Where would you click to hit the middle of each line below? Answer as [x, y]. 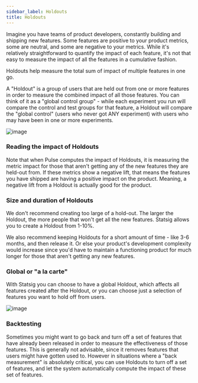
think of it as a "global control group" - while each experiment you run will [96, 101]
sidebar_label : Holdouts [37, 12]
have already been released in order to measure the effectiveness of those [97, 343]
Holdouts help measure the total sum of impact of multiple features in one [96, 71]
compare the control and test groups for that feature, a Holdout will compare [99, 107]
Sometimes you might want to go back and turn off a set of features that [94, 337]
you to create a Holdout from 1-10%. [50, 226]
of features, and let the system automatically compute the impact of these [96, 368]
